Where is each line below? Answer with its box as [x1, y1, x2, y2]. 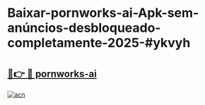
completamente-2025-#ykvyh [7, 35, 191, 51]
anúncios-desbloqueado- [7, 20, 161, 36]
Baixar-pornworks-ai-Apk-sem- [7, 5, 199, 21]
